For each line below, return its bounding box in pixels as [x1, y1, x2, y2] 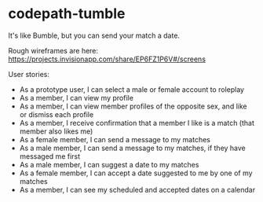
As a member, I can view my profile [19, 93, 133, 102]
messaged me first [19, 151, 81, 161]
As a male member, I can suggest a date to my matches [19, 160, 199, 169]
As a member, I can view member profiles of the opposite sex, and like [19, 101, 247, 111]
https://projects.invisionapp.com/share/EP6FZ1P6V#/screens [8, 54, 206, 64]
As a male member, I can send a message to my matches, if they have [19, 143, 246, 152]
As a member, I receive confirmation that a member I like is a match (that [19, 118, 255, 127]
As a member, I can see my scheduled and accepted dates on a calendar [19, 185, 256, 194]
